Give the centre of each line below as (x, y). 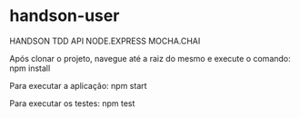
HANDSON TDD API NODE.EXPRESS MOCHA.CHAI (105, 41)
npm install (30, 68)
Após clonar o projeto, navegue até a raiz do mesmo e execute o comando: (150, 58)
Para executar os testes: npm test (72, 103)
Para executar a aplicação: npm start (78, 85)
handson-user (65, 16)
